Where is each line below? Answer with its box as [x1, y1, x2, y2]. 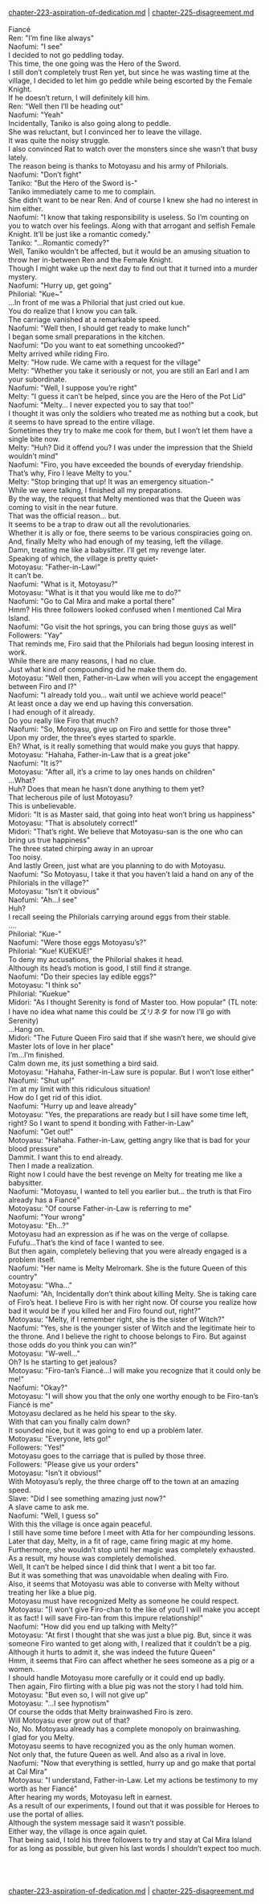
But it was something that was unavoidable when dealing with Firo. [8, 1571, 229, 1580]
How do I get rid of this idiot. [8, 1093, 103, 1102]
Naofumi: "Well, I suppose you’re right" [8, 383, 138, 393]
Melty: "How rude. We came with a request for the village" [8, 357, 202, 367]
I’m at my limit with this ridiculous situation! [8, 1084, 151, 1094]
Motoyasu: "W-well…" [8, 1349, 80, 1358]
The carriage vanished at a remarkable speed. [8, 315, 161, 324]
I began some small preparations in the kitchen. [8, 332, 165, 341]
